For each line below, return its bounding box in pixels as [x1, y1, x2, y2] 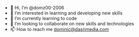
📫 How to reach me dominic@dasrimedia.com [10, 26, 109, 32]
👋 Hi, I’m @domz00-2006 [10, 5, 65, 10]
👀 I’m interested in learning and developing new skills [10, 10, 123, 16]
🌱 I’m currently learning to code [10, 15, 77, 21]
